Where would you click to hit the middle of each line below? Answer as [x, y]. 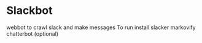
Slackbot [29, 11]
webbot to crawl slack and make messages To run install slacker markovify [101, 27]
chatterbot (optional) [33, 33]
